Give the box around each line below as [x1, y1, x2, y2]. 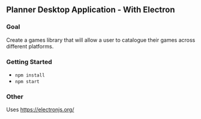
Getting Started [6, 57, 52, 66]
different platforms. [6, 42, 54, 50]
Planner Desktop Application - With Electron [6, 5, 175, 15]
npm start [14, 78, 40, 84]
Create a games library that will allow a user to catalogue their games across [6, 36, 196, 44]
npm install [14, 72, 45, 78]
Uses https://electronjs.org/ [6, 106, 74, 113]
